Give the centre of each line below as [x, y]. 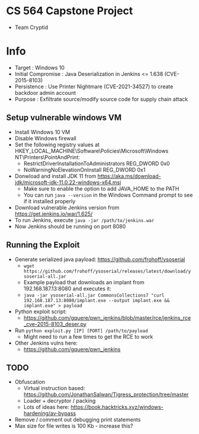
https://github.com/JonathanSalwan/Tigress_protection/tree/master [106, 394]
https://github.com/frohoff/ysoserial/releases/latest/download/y [107, 271]
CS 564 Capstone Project [70, 11]
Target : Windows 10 [40, 67]
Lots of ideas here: [46, 407]
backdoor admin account [45, 92]
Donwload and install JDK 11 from [55, 176]
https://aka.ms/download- [129, 176]
